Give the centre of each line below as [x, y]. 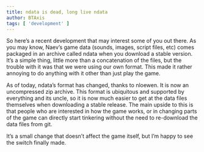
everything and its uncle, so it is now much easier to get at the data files [97, 98]
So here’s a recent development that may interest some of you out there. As [101, 41]
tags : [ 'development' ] [38, 23]
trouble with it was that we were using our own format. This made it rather [99, 67]
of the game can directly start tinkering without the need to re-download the [102, 118]
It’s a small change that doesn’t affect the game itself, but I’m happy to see [100, 136]
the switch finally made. [36, 143]
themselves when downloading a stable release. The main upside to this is [100, 105]
